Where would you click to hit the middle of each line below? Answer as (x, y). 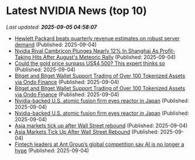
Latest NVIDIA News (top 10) (77, 11)
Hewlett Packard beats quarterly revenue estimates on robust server (97, 38)
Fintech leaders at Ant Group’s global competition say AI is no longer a (99, 144)
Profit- (167, 50)
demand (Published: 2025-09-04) (56, 45)
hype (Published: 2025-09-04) (52, 150)
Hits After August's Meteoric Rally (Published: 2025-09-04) (104, 57)
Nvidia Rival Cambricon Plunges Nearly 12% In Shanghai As (86, 50)
